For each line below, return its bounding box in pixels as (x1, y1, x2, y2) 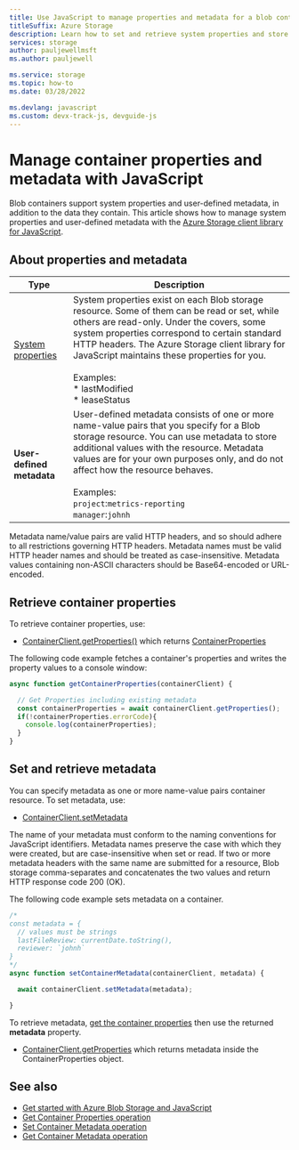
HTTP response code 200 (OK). (9, 876, 126, 887)
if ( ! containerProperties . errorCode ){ (17, 712, 158, 721)
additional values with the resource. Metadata (72, 441, 264, 454)
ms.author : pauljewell (9, 54, 93, 63)
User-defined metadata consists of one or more (72, 409, 274, 421)
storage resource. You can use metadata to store (72, 431, 278, 443)
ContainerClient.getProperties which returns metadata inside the (21, 1043, 260, 1055)
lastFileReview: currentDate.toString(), (17, 935, 174, 944)
